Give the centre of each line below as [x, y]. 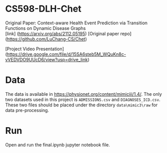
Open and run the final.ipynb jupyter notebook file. [58, 144]
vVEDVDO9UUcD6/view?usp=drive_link [47, 59]
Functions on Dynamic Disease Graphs [45, 28]
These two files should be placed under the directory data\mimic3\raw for [81, 105]
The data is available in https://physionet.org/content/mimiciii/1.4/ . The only [84, 94]
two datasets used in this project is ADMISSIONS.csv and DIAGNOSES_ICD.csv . [83, 99]
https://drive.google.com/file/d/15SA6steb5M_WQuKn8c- [66, 54]
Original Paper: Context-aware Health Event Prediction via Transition [76, 23]
